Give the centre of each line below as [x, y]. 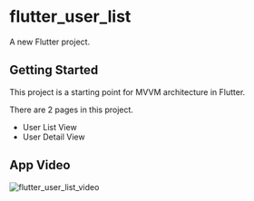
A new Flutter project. [50, 42]
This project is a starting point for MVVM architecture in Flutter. [127, 91]
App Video [40, 165]
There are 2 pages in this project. [72, 110]
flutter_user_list [70, 17]
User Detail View [54, 137]
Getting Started [54, 70]
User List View [49, 127]
